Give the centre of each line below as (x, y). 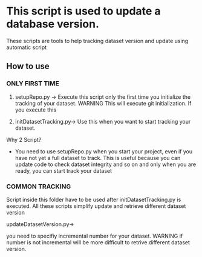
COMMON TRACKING (39, 186)
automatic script (27, 47)
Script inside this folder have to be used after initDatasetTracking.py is (94, 199)
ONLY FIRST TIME (33, 84)
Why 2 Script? (24, 139)
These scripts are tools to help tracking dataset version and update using (97, 41)
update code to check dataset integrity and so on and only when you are (106, 164)
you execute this (35, 110)
